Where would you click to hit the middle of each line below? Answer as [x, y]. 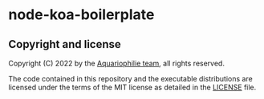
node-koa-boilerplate [81, 15]
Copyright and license [65, 44]
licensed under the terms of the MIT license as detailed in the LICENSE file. [132, 87]
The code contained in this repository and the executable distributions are [130, 79]
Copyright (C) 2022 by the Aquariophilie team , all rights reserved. [116, 63]
